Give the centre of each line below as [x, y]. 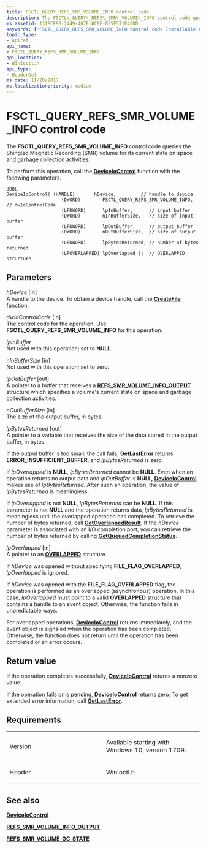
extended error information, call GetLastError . [65, 701]
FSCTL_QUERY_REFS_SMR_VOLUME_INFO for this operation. [85, 330]
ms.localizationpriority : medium [49, 86]
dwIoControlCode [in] [34, 317]
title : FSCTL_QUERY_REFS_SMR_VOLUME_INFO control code [78, 12]
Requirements [34, 720]
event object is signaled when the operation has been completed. [89, 629]
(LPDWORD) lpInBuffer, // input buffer [126, 210]
